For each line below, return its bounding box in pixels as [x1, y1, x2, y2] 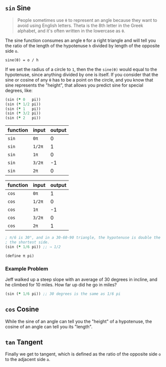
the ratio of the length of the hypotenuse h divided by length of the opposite [5, 42, 160, 49]
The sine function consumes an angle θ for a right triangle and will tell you [5, 37, 156, 43]
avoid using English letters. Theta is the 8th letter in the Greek [17, 22, 144, 28]
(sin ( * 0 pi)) [5, 97, 41, 102]
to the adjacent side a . [5, 357, 51, 363]
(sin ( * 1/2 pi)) [5, 101, 41, 106]
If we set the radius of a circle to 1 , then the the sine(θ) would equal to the [5, 66, 158, 72]
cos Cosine [5, 305, 39, 314]
